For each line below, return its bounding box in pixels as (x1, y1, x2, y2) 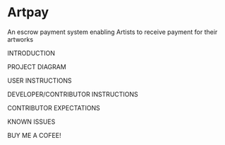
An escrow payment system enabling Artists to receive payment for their (7, 28, 218, 36)
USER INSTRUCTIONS (7, 76, 72, 85)
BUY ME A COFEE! (7, 131, 61, 139)
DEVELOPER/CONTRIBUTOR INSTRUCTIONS (7, 90, 139, 98)
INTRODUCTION (7, 49, 55, 57)
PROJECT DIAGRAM (7, 62, 67, 71)
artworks (7, 35, 34, 43)
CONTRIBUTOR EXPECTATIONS (7, 103, 101, 112)
